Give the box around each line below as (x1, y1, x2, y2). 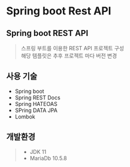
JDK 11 (29, 148, 47, 155)
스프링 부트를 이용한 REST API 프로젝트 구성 (20, 45, 125, 51)
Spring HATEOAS (14, 100, 58, 107)
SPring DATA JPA (14, 107, 58, 114)
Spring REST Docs (14, 94, 61, 101)
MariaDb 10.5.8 (29, 154, 67, 162)
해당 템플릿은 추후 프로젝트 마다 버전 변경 (20, 52, 117, 59)
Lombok (14, 113, 36, 120)
